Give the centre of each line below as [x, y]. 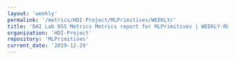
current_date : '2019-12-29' [48, 46]
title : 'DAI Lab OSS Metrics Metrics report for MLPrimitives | [103, 26]
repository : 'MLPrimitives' [48, 39]
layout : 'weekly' [33, 13]
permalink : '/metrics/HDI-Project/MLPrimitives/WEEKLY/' [92, 20]
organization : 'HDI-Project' [50, 33]
